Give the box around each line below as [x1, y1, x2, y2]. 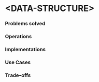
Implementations [5, 46, 46, 53]
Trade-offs [5, 72, 31, 79]
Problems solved [5, 20, 45, 27]
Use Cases [5, 59, 31, 66]
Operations [5, 33, 32, 40]
